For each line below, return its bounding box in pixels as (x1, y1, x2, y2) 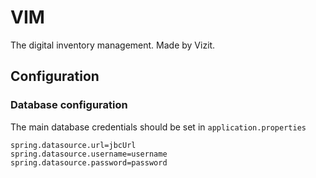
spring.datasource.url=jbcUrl (10, 140, 137, 150)
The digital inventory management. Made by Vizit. (10, 39, 216, 51)
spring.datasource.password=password (10, 157, 168, 168)
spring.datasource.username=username (10, 149, 168, 159)
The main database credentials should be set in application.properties (10, 121, 307, 133)
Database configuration (10, 98, 128, 112)
